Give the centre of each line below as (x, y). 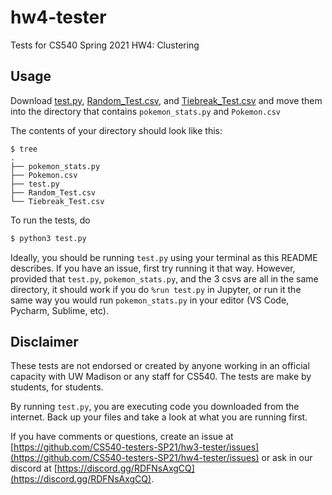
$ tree (24, 149)
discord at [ (34, 468)
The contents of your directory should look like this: (116, 130)
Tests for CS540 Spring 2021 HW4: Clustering (105, 45)
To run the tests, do (50, 220)
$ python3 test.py (48, 238)
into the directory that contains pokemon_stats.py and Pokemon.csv (145, 111)
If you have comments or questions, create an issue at (122, 437)
